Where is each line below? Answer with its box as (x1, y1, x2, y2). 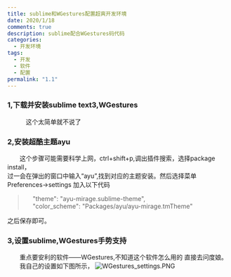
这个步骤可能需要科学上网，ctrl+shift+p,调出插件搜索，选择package (20, 154, 216, 162)
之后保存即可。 (7, 216, 51, 225)
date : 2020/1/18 (7, 17, 55, 24)
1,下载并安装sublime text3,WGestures (7, 100, 138, 110)
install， (7, 162, 31, 171)
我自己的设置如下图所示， (20, 262, 93, 271)
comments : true (7, 23, 52, 30)
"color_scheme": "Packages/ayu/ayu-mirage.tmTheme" (32, 202, 193, 210)
